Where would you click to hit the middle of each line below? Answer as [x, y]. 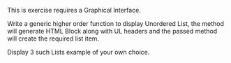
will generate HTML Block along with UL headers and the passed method [112, 31]
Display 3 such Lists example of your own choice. [79, 52]
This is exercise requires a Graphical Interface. [74, 10]
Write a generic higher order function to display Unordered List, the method [116, 23]
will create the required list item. [53, 38]
